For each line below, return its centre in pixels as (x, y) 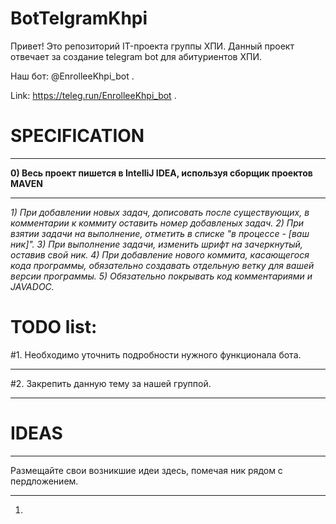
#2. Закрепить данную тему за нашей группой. (111, 383)
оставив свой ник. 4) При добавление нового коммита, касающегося (160, 254)
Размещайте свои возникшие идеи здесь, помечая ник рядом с (146, 470)
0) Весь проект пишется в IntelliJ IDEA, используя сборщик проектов (161, 173)
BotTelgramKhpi (79, 18)
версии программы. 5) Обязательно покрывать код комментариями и (161, 276)
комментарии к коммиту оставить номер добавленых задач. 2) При (157, 223)
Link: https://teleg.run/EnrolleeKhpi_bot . (93, 95)
